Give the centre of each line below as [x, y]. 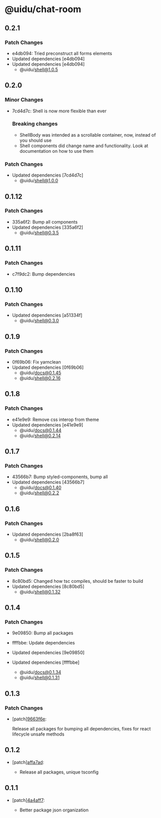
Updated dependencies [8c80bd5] [48, 586]
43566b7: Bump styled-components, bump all [60, 477]
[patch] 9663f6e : [29, 719]
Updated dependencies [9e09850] [48, 653]
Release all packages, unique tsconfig [59, 772]
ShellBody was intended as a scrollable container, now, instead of [88, 135]
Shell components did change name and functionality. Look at [84, 146]
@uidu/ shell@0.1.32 [40, 592]
